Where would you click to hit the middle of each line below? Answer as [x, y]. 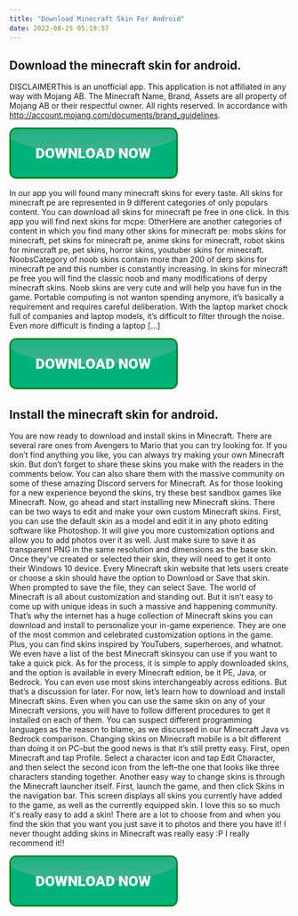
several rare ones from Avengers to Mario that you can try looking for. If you [148, 446]
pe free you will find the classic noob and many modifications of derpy [138, 278]
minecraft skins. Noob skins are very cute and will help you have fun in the [145, 288]
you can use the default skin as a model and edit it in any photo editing [139, 521]
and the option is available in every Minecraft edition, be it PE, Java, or [138, 673]
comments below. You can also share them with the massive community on [147, 474]
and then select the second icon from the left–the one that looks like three [145, 767]
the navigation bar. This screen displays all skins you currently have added [146, 796]
